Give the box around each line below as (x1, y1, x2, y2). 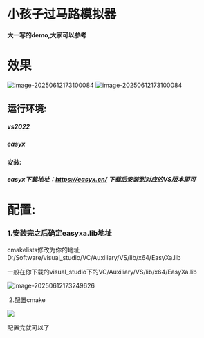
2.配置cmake (8, 295, 46, 304)
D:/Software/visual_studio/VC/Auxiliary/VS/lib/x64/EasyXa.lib (7, 253, 181, 261)
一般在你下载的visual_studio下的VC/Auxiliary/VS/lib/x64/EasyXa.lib (7, 267, 197, 276)
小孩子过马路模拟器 (7, 6, 117, 22)
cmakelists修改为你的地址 (7, 245, 80, 254)
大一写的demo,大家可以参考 (7, 30, 87, 39)
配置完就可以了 (7, 323, 50, 332)
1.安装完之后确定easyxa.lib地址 (7, 229, 112, 238)
